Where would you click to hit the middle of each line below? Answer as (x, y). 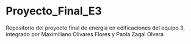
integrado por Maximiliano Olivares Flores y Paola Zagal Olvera (85, 34)
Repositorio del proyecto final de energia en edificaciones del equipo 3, (95, 28)
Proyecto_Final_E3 (54, 11)
